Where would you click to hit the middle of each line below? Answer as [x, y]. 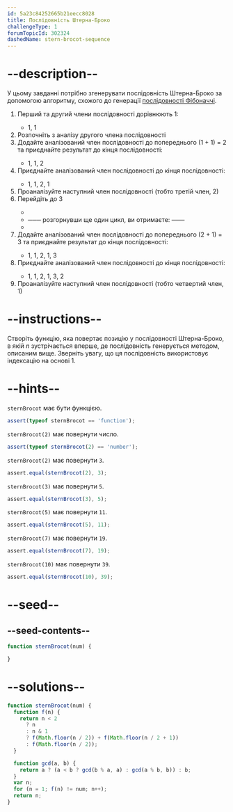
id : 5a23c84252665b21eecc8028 [51, 14]
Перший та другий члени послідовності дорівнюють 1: [98, 114]
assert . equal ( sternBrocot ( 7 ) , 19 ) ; [59, 551]
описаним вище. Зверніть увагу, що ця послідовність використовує [108, 353]
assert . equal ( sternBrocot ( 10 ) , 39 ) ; [60, 577]
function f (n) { [37, 712]
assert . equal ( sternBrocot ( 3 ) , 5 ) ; [57, 499]
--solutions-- [46, 687]
